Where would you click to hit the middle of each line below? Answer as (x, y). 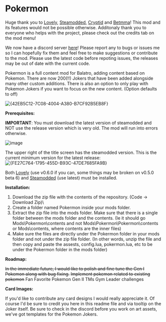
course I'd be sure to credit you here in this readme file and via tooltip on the (83, 303)
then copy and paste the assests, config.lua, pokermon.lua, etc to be (82, 244)
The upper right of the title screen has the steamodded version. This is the (81, 152)
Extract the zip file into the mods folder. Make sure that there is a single (85, 213)
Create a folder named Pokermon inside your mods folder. (72, 207)
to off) (12, 94)
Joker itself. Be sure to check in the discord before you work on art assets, (81, 309)
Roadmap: (16, 259)
